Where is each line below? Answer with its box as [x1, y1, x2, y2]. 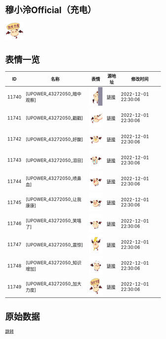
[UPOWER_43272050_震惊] [25, 242, 83, 247]
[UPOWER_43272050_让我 [25, 196, 82, 202]
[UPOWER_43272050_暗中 [25, 91, 82, 97]
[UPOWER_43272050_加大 [25, 281, 82, 287]
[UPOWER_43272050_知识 [25, 260, 82, 266]
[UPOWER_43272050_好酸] [25, 136, 83, 142]
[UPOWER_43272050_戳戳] [25, 115, 83, 121]
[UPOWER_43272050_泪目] [25, 157, 83, 163]
